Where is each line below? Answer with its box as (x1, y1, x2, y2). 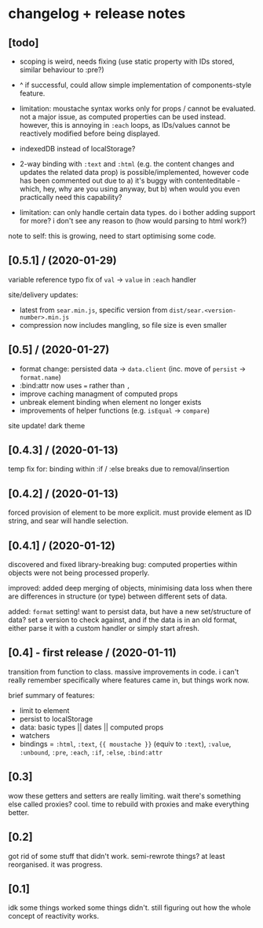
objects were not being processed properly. (8, 568, 150, 577)
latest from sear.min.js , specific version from (19, 305, 168, 315)
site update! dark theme (8, 420, 86, 430)
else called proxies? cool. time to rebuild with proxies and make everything (8, 799, 250, 809)
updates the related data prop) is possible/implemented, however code (19, 168, 250, 177)
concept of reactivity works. (8, 912, 100, 921)
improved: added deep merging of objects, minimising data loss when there (8, 584, 253, 593)
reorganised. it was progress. (8, 860, 103, 869)
